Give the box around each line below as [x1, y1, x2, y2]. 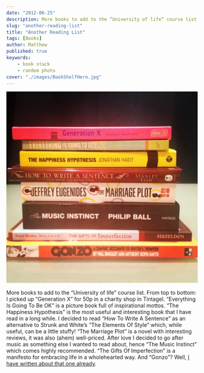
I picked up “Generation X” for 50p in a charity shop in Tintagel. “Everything [6, 295, 196, 303]
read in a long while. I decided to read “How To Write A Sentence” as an [6, 315, 186, 322]
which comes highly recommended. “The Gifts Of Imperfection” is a [6, 347, 176, 355]
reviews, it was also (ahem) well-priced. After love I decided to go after [6, 334, 184, 341]
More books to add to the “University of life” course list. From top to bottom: [6, 289, 197, 296]
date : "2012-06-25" [6, 10, 56, 16]
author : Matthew [6, 42, 47, 48]
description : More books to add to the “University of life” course [6, 16, 183, 22]
